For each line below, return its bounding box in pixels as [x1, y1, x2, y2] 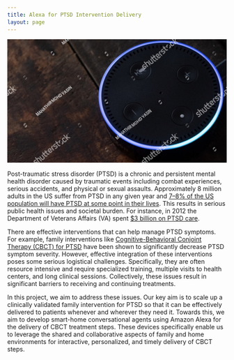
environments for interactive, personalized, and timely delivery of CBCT [7, 338, 213, 345]
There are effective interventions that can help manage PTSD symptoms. [7, 227, 217, 236]
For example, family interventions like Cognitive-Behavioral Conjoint [7, 235, 202, 243]
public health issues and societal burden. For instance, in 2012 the [7, 207, 197, 215]
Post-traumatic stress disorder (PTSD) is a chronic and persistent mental [7, 170, 216, 178]
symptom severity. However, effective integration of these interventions [7, 250, 212, 258]
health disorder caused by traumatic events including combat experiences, [7, 177, 222, 185]
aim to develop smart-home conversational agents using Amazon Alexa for [7, 315, 221, 324]
